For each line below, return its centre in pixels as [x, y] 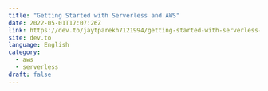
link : [17, 30]
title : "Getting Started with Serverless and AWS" [94, 15]
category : [25, 52]
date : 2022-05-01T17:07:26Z [55, 23]
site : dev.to [30, 38]
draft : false [30, 74]
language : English [39, 45]
